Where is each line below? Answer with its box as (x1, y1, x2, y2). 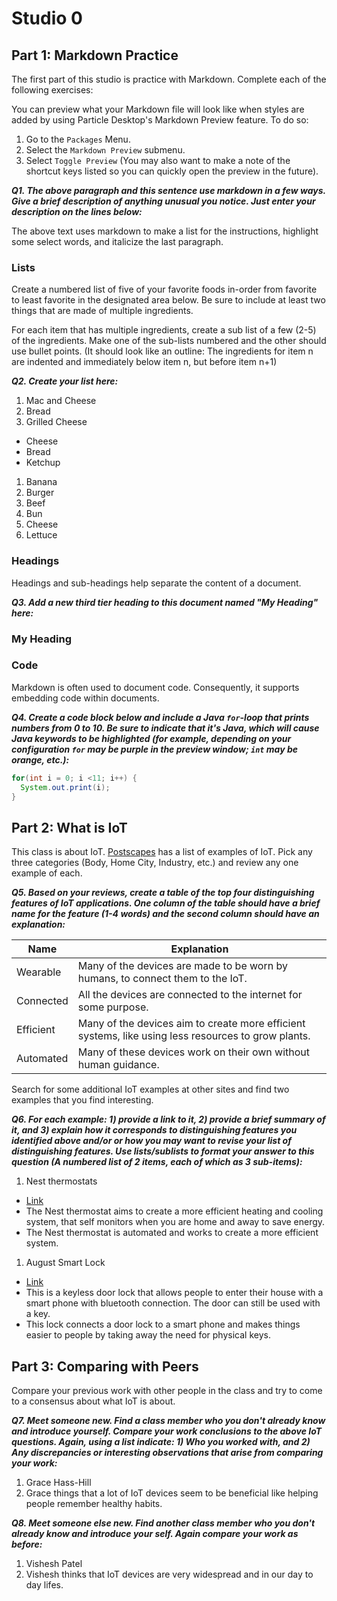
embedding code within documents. (11, 692, 160, 704)
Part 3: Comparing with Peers (11, 1358, 199, 1375)
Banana (25, 476, 58, 488)
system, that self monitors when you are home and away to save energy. (25, 1216, 326, 1228)
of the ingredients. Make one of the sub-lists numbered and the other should (11, 335, 327, 347)
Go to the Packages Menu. (25, 133, 131, 145)
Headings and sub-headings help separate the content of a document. (11, 577, 302, 589)
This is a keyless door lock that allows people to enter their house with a (25, 1287, 324, 1299)
